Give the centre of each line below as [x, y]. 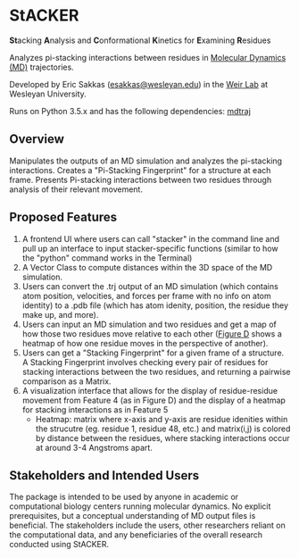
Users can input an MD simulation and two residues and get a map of [149, 324]
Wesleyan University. [48, 94]
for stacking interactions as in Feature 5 [95, 409]
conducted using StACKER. [59, 545]
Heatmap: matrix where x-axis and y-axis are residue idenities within [162, 419]
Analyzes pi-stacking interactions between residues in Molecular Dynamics [148, 57]
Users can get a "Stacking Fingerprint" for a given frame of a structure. [153, 353]
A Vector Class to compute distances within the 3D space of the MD [147, 267]
